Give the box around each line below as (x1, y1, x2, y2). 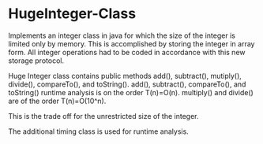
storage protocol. (8, 56, 65, 65)
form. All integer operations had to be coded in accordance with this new (8, 47, 246, 57)
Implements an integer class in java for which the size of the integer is (8, 31, 235, 40)
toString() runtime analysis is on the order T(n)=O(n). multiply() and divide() (8, 87, 254, 97)
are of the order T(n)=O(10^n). (8, 96, 107, 105)
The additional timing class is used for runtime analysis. (8, 127, 190, 136)
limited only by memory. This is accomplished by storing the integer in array (8, 39, 255, 48)
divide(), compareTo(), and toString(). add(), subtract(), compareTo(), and (8, 79, 246, 89)
